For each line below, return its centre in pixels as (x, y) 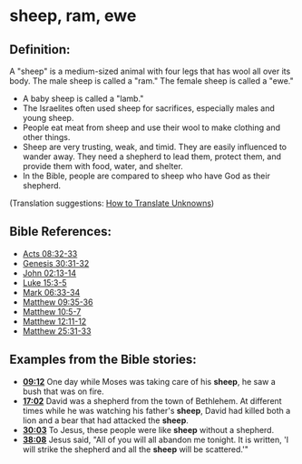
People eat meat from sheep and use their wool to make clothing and (151, 127)
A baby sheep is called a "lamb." (83, 98)
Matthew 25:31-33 (57, 331)
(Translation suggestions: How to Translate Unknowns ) (112, 203)
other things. (46, 137)
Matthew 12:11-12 (54, 321)
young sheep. (48, 118)
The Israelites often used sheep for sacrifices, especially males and (148, 108)
